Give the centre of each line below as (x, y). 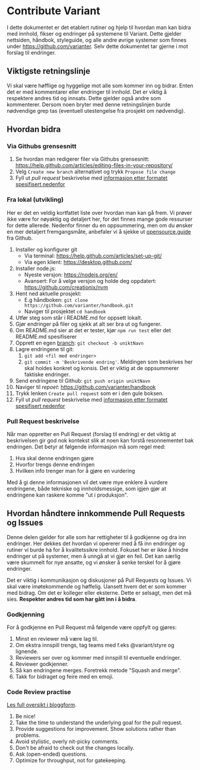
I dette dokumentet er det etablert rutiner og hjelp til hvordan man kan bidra (99, 27)
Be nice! (25, 717)
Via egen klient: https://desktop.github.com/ (78, 262)
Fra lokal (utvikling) (35, 200)
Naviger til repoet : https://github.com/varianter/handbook (85, 387)
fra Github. (20, 238)
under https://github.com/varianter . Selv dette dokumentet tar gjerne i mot (98, 46)
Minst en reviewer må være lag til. (57, 639)
